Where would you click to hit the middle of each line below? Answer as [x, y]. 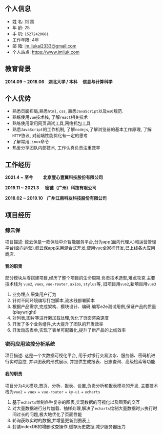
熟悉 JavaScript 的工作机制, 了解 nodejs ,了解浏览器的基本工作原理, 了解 [82, 130]
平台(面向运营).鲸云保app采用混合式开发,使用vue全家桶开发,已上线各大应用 [80, 248]
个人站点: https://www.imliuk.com [46, 52]
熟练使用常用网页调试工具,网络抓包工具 [51, 123]
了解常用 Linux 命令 [31, 142]
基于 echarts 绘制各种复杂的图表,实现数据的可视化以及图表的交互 [76, 402]
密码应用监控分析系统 [30, 344]
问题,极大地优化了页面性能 [55, 414]
